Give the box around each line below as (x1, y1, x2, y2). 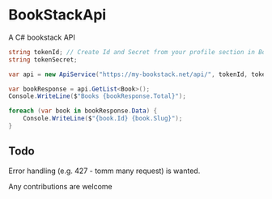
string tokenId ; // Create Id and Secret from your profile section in (8, 48, 255, 56)
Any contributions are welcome (8, 181, 113, 191)
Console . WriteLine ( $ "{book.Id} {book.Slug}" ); (23, 115, 183, 123)
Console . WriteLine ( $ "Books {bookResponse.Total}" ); (8, 92, 186, 100)
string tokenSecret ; (8, 55, 79, 64)
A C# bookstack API (8, 32, 75, 42)
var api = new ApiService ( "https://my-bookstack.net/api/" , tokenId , (8, 70, 249, 78)
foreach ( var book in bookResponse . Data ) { (8, 107, 158, 115)
